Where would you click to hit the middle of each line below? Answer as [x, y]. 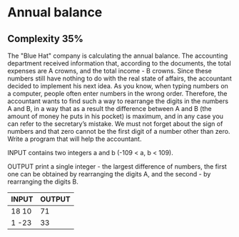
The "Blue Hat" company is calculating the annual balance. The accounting [118, 56]
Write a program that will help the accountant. [75, 139]
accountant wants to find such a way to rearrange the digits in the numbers [118, 101]
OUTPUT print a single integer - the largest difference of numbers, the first [117, 167]
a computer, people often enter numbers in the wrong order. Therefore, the [117, 94]
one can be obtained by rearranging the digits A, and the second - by [109, 174]
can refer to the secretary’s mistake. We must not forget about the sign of [115, 124]
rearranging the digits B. [43, 181]
